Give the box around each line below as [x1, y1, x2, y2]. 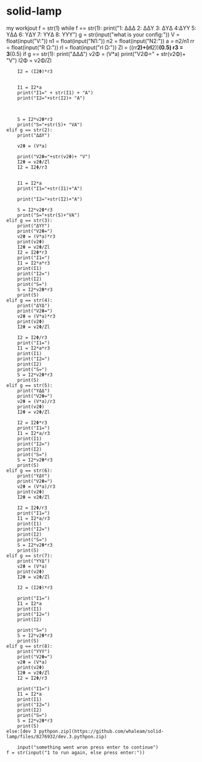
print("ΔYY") [17, 223, 50, 229]
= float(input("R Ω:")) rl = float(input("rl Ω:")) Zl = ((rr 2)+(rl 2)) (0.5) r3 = [6, 44, 184, 51]
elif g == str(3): [6, 217, 53, 223]
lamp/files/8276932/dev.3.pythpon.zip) [6, 733, 107, 739]
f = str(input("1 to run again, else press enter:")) [6, 749, 146, 755]
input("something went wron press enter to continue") [17, 744, 159, 750]
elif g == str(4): [6, 297, 53, 303]
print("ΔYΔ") [17, 302, 50, 308]
